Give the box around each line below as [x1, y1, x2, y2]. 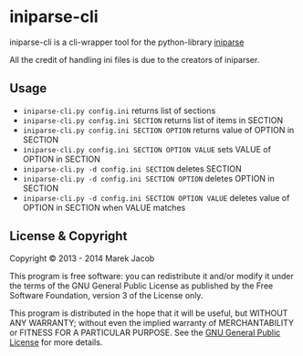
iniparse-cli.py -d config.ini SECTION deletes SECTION [22, 162, 242, 174]
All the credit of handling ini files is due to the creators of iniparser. [9, 54, 260, 65]
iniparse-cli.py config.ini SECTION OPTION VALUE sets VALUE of [22, 143, 272, 154]
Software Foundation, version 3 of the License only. [9, 289, 204, 300]
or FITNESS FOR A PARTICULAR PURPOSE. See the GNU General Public [9, 327, 281, 338]
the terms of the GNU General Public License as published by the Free [9, 280, 274, 291]
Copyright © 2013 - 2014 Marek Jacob [9, 253, 155, 264]
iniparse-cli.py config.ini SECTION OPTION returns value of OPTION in [22, 124, 295, 135]
